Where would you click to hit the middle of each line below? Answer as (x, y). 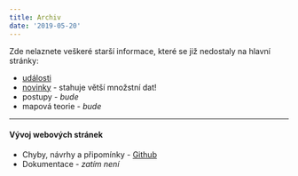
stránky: (24, 60)
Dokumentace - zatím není (71, 164)
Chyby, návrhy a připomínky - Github (90, 154)
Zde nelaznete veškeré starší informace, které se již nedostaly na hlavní (140, 51)
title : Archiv (35, 17)
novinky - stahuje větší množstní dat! (89, 87)
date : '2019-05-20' (45, 26)
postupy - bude (51, 96)
